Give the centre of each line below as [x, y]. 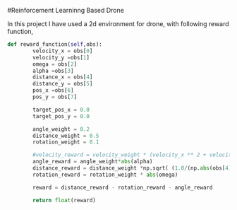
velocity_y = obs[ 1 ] [61, 57]
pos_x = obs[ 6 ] [53, 91]
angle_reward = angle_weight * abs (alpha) [93, 162]
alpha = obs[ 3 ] [53, 71]
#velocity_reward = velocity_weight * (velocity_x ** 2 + [120, 155]
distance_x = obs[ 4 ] [63, 77]
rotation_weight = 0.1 [66, 142]
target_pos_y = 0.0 [61, 116]
